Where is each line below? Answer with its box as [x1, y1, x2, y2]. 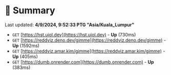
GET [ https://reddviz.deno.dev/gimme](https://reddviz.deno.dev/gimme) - [12, 37, 166, 43]
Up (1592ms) [12, 42, 39, 48]
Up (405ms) [12, 53, 38, 60]
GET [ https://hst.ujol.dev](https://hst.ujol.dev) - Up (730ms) [12, 31, 136, 38]
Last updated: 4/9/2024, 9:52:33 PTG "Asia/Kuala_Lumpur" [5, 22, 135, 28]
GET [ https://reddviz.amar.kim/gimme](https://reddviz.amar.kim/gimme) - [12, 48, 165, 54]
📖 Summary [5, 5, 55, 16]
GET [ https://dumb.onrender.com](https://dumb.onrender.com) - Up [12, 59, 154, 65]
